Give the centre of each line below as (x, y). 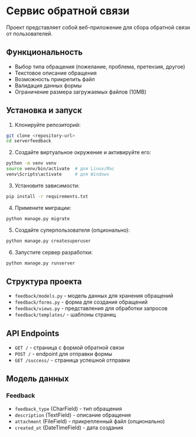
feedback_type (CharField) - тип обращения (68, 409)
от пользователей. (30, 33)
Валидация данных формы (48, 85)
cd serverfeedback (29, 141)
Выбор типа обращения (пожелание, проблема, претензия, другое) (100, 66)
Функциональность (45, 52)
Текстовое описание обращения (56, 73)
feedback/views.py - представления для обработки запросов (91, 308)
